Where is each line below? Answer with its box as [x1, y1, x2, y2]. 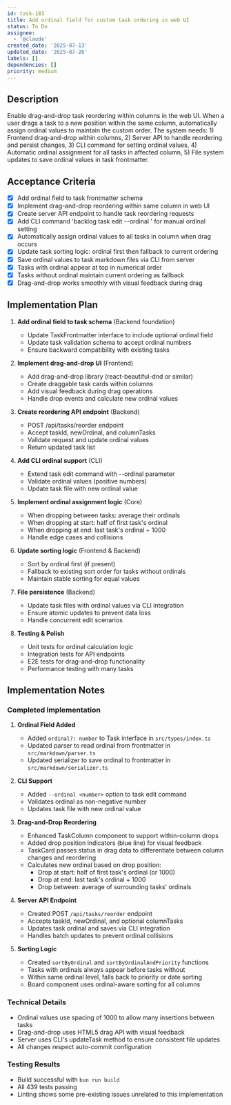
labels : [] [7, 55, 39, 62]
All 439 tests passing [17, 1082, 77, 1091]
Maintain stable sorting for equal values [27, 574, 140, 583]
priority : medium [7, 68, 57, 74]
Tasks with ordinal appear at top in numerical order [17, 263, 162, 271]
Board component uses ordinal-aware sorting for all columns [27, 980, 201, 988]
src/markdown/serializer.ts [27, 765, 108, 772]
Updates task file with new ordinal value [27, 805, 141, 813]
